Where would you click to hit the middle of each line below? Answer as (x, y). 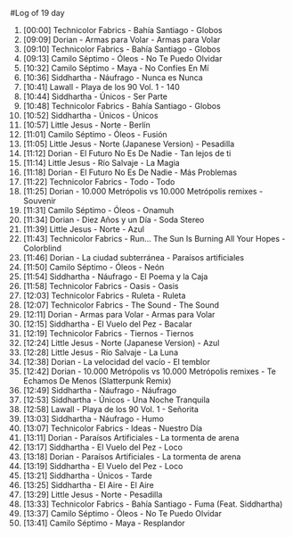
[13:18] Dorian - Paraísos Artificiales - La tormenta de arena (132, 457)
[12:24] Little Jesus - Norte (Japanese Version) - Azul (121, 343)
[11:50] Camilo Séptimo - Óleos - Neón (94, 267)
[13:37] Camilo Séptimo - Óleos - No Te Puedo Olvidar (122, 513)
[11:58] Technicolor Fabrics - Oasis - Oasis (101, 286)
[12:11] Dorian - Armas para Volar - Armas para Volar (119, 314)
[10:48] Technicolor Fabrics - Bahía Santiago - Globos (122, 106)
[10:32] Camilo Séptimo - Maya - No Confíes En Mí (116, 68)
